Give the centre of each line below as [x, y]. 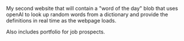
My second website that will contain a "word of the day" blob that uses [92, 8]
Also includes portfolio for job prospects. [55, 32]
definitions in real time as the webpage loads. [61, 20]
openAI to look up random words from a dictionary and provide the [87, 14]
